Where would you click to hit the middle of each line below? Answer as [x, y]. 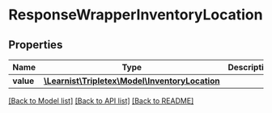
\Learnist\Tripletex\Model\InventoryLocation [132, 81]
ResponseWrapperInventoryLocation [136, 15]
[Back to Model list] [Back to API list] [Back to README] [101, 101]
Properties [36, 45]
